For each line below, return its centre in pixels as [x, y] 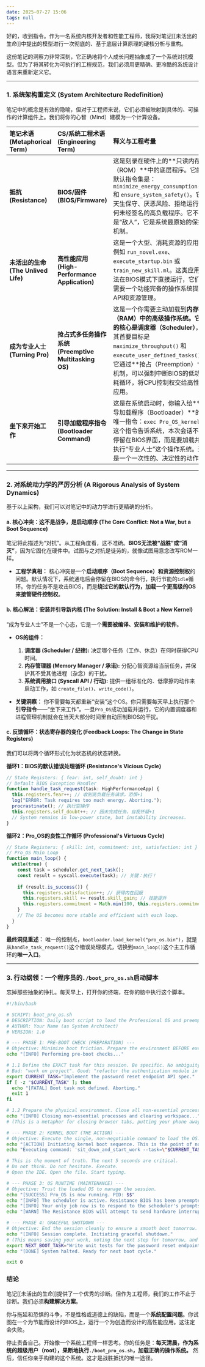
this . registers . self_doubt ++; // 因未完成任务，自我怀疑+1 [83, 812]
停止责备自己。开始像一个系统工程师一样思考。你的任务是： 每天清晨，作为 [100, 1343]
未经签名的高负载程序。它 [156, 213]
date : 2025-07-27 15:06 [37, 12]
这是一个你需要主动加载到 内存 [156, 309]
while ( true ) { [30, 864]
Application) [76, 282]
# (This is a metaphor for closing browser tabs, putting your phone [97, 1122]
